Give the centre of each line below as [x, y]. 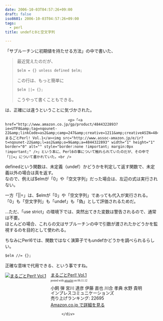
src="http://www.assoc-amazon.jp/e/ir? [103, 138]
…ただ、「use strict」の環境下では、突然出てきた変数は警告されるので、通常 [81, 211]
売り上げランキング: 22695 [77, 298]
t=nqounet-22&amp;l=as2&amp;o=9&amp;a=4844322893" [57, 142]
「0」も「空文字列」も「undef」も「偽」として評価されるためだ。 [72, 201]
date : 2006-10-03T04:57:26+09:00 [39, 9]
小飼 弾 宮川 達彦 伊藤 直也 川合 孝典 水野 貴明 [96, 288]
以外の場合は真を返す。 [32, 172]
